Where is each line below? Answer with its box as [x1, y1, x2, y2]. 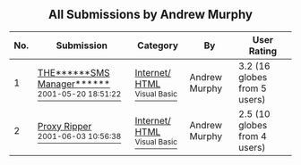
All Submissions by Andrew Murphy [47, 7, 254, 22]
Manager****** [37, 78, 110, 90]
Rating [248, 45, 278, 57]
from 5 [238, 82, 267, 95]
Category [137, 39, 179, 52]
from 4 [238, 129, 267, 142]
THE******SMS [37, 66, 110, 78]
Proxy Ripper [37, 120, 92, 132]
